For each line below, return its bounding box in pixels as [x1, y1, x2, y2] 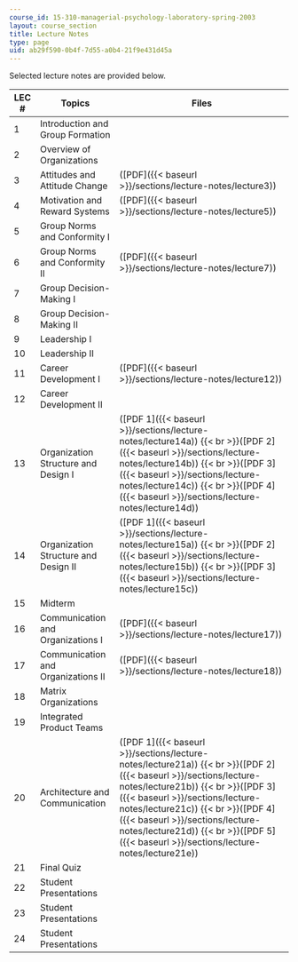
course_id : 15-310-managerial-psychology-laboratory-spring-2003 [9, 12, 255, 22]
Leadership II [39, 347, 95, 360]
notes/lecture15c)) [119, 583, 199, 595]
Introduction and [39, 117, 109, 130]
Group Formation [39, 129, 111, 141]
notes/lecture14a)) [119, 435, 199, 448]
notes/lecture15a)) [119, 538, 199, 551]
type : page [9, 37, 50, 47]
